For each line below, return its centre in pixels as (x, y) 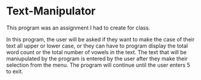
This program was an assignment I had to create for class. (78, 28)
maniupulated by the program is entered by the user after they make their (97, 58)
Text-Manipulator (51, 11)
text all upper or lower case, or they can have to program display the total (97, 46)
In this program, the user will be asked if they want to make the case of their (100, 39)
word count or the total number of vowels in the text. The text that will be (96, 52)
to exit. (15, 71)
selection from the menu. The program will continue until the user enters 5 (98, 65)
